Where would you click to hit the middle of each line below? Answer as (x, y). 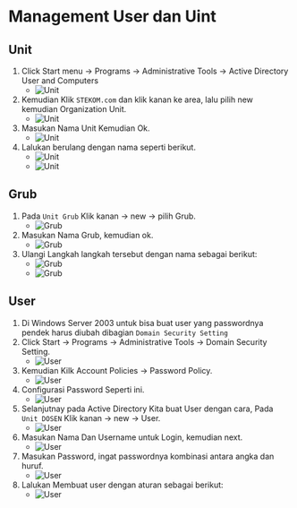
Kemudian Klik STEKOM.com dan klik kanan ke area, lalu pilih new (137, 99)
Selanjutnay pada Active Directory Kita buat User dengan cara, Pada (147, 409)
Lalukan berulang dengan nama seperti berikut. (108, 147)
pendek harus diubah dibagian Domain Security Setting (125, 332)
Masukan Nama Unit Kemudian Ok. (85, 128)
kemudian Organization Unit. (74, 109)
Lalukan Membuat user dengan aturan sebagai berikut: (123, 485)
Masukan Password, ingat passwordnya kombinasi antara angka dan (148, 456)
